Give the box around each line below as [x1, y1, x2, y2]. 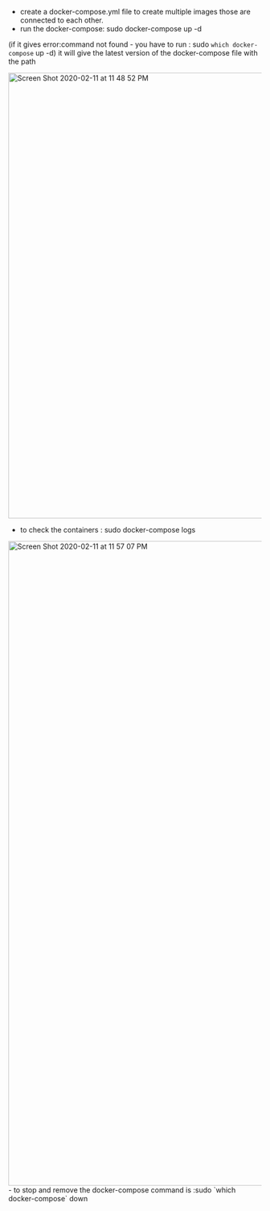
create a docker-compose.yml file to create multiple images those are [19, 7, 251, 16]
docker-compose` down [8, 1194, 88, 1203]
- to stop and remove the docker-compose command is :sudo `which [8, 1185, 236, 1195]
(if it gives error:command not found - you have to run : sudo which [8, 39, 230, 49]
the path [8, 56, 36, 66]
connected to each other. [19, 15, 104, 25]
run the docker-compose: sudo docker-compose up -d [19, 24, 202, 33]
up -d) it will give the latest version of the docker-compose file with [35, 48, 259, 57]
